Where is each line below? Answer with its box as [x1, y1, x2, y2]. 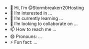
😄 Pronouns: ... [9, 33, 42, 39]
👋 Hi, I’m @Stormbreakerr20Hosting [9, 5, 84, 10]
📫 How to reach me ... [9, 26, 56, 32]
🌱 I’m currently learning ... [9, 15, 63, 21]
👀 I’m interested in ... [9, 10, 52, 16]
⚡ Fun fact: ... [9, 39, 37, 45]
